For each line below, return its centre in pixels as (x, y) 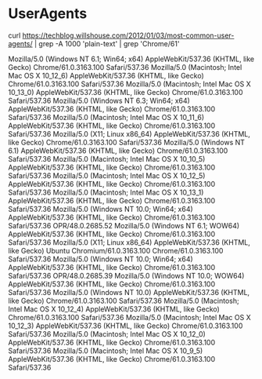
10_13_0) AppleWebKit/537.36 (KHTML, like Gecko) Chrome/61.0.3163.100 (126, 92)
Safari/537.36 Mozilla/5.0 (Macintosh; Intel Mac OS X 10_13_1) (106, 192)
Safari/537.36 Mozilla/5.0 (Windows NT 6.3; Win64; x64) (99, 100)
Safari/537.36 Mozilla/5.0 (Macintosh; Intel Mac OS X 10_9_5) (106, 351)
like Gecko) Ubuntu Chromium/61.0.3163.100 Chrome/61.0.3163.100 (116, 250)
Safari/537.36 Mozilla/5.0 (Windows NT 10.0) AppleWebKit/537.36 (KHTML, (129, 292)
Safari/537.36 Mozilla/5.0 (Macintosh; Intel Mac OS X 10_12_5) (107, 175)
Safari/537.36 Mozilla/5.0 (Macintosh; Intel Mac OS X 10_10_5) (107, 159)
